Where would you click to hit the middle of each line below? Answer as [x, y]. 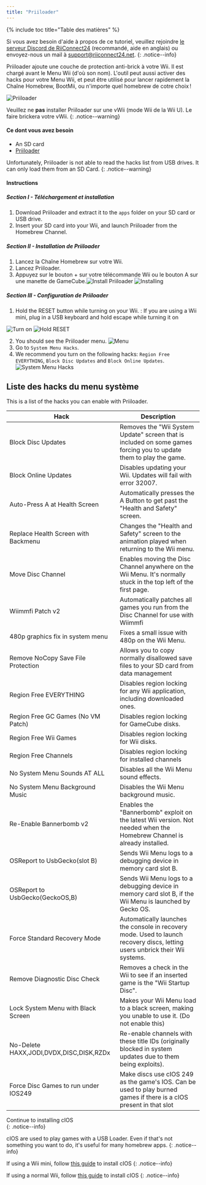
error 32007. [138, 483]
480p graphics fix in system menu [59, 636]
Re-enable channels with [156, 1034]
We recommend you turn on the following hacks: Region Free [93, 354]
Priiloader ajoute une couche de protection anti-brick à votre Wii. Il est [95, 66]
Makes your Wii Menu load [158, 1001]
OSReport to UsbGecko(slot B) [54, 861]
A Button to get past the [154, 501]
